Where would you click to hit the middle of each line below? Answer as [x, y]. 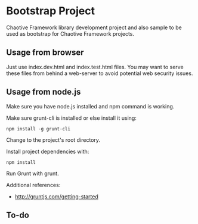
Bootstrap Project [51, 11]
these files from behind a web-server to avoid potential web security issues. [100, 73]
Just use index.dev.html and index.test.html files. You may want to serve [95, 67]
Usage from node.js [44, 92]
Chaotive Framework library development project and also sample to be [94, 27]
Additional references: [33, 185]
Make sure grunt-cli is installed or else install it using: [72, 118]
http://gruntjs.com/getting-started [56, 196]
